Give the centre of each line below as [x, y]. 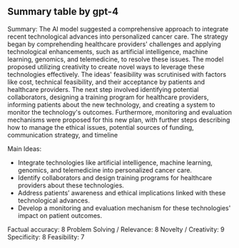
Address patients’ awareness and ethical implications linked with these [122, 192]
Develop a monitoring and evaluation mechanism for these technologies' [124, 208]
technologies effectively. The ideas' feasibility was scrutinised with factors [117, 74]
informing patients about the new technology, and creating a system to [111, 104]
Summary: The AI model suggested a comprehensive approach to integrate [118, 29]
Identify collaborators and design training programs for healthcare [115, 177]
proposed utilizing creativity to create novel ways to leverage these [106, 66]
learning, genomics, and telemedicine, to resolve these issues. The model [116, 59]
